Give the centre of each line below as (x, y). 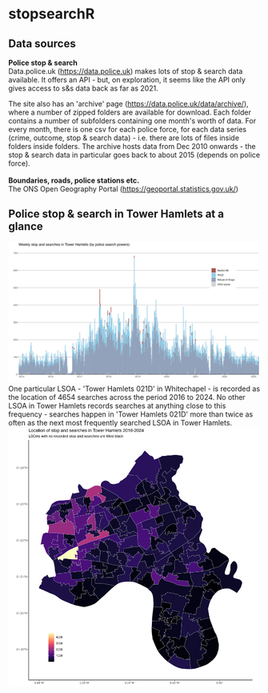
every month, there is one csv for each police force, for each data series (127, 129)
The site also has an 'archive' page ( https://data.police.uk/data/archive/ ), (129, 104)
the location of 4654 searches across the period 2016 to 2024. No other (127, 397)
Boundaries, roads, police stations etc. (74, 180)
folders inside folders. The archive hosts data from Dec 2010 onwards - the (132, 146)
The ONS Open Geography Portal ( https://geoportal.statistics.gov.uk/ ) (123, 189)
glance (26, 226)
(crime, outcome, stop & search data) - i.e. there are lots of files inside (124, 138)
